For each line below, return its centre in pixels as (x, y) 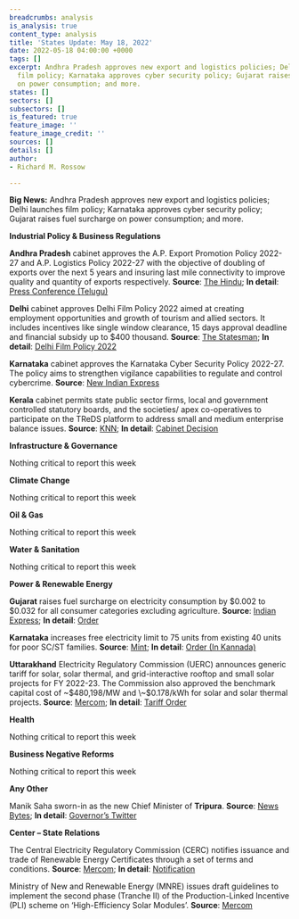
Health (22, 720)
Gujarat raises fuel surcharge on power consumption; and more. (126, 219)
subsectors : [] (37, 109)
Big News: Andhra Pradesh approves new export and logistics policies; (139, 200)
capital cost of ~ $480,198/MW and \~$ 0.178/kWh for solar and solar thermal (149, 693)
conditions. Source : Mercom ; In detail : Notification (102, 869)
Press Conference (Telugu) (59, 292)
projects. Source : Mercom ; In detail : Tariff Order (98, 702)
